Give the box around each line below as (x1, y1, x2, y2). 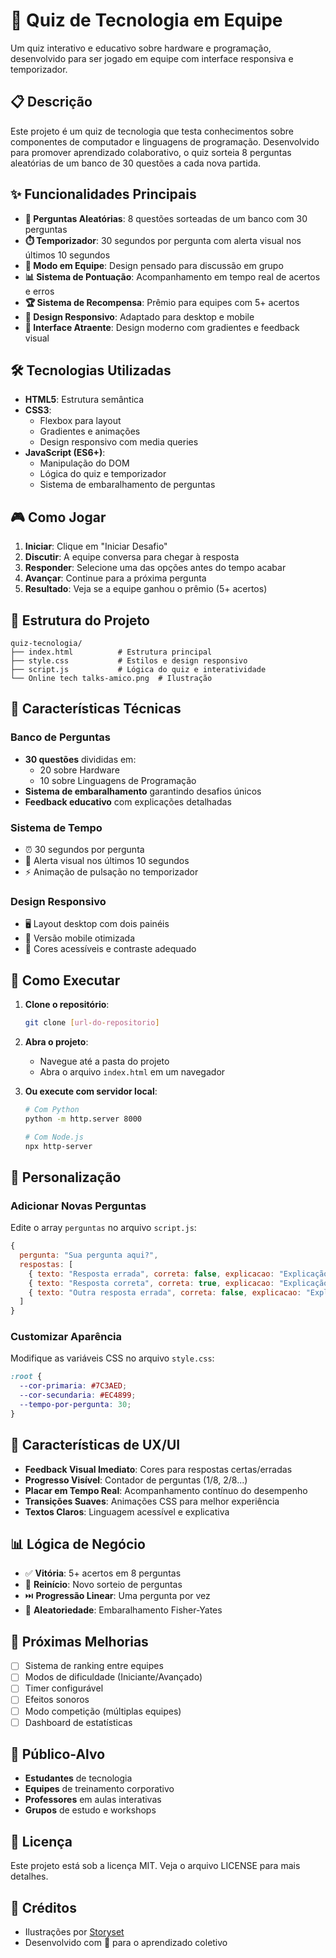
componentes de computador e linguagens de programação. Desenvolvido (10, 135, 320, 148)
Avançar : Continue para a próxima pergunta (24, 572, 207, 584)
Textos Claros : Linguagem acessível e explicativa (24, 1505, 230, 1518)
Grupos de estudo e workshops (24, 1804, 157, 1816)
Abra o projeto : (24, 1035, 89, 1048)
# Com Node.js (24, 1132, 84, 1142)
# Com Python (24, 1104, 80, 1114)
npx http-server (24, 1141, 93, 1151)
